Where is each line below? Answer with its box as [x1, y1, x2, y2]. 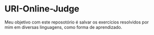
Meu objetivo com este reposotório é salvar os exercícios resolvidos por [4, 19, 149, 25]
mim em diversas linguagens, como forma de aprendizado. [4, 24, 122, 30]
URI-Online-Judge [4, 3, 80, 14]
